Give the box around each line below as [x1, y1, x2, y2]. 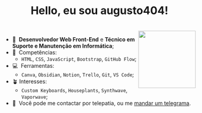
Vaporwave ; [21, 93, 48, 100]
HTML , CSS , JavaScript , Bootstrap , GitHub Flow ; [21, 55, 137, 62]
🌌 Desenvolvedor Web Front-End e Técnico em [12, 35, 135, 43]
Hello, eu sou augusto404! [30, 4, 169, 18]
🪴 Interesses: [12, 78, 47, 85]
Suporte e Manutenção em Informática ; [12, 42, 114, 49]
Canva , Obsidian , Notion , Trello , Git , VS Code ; [21, 71, 134, 78]
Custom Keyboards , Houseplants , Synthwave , [21, 86, 128, 93]
